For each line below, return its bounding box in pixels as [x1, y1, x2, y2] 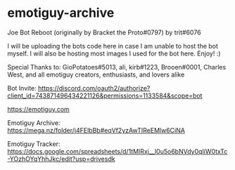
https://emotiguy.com [7, 105, 70, 113]
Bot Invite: [7, 84, 37, 92]
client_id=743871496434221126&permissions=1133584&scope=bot [7, 91, 203, 100]
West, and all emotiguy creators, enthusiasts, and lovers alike [7, 70, 185, 79]
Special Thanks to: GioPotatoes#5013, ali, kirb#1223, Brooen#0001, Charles [7, 63, 227, 71]
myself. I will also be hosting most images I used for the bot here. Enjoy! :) [7, 49, 221, 58]
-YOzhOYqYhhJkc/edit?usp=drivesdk [7, 155, 115, 163]
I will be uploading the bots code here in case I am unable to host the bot [7, 41, 218, 50]
